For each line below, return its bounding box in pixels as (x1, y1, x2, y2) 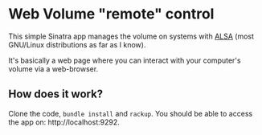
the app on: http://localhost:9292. (8, 117, 120, 127)
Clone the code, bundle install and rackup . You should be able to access (8, 108, 253, 118)
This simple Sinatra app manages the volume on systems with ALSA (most (8, 31, 255, 41)
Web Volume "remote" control (8, 5, 215, 23)
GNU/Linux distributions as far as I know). (8, 39, 146, 49)
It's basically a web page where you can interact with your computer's (8, 55, 241, 65)
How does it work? (8, 88, 104, 101)
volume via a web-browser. (8, 63, 99, 73)
